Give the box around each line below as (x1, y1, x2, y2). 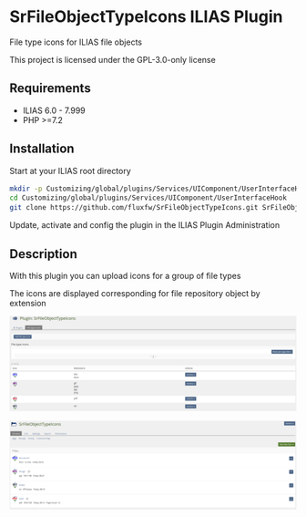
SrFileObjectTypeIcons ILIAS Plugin (9, 6, 283, 27)
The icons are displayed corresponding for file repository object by (9, 288, 261, 298)
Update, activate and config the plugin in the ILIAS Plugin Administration (9, 220, 280, 231)
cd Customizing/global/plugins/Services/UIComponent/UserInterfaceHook (9, 193, 287, 202)
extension (9, 298, 47, 308)
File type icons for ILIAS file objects (9, 36, 143, 47)
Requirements (9, 80, 91, 97)
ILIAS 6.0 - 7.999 (22, 105, 87, 116)
